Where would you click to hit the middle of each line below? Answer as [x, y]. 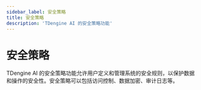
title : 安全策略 [25, 18]
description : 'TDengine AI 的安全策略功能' [59, 23]
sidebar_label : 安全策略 [36, 12]
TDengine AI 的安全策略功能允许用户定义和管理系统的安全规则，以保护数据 [100, 73]
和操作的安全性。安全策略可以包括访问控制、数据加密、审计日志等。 [92, 81]
